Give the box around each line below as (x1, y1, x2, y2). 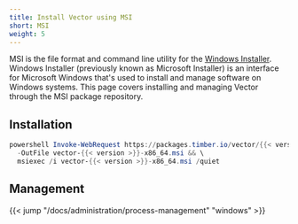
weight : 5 (9, 29, 46, 38)
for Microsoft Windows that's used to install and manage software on (9, 73, 262, 83)
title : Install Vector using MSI (9, 12, 133, 22)
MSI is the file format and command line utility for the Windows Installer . (9, 54, 272, 65)
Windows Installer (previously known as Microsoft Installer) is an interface (9, 63, 279, 73)
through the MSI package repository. (9, 91, 144, 102)
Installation (9, 117, 73, 132)
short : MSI (9, 21, 50, 30)
